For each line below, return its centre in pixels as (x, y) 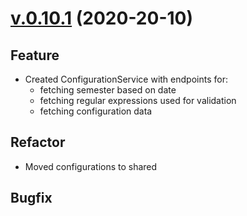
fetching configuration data (96, 111)
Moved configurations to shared (91, 166)
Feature (35, 55)
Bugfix (31, 198)
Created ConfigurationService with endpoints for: (126, 79)
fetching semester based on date (108, 90)
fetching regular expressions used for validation (138, 100)
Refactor (38, 142)
